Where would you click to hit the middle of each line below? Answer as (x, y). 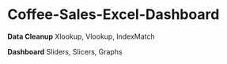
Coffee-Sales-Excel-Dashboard (114, 15)
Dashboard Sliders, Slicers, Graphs (65, 51)
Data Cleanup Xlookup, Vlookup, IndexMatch (81, 36)
